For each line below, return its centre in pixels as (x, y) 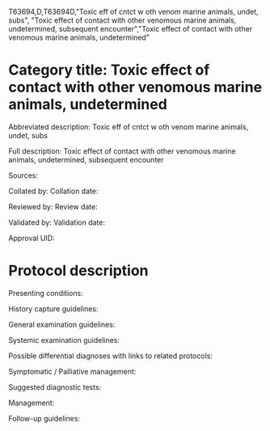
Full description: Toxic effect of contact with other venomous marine (122, 151)
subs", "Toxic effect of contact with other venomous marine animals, (122, 20)
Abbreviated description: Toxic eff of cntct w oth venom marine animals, (129, 127)
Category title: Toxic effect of (109, 70)
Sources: (23, 175)
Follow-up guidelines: (44, 418)
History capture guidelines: (53, 308)
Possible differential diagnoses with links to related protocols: (110, 356)
